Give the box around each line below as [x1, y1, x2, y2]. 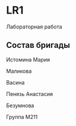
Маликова [6, 67, 32, 75]
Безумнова [6, 102, 34, 109]
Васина [6, 79, 25, 86]
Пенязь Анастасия [6, 90, 53, 98]
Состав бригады [6, 40, 70, 50]
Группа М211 [6, 113, 38, 120]
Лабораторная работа [6, 23, 62, 30]
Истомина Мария [6, 56, 50, 63]
